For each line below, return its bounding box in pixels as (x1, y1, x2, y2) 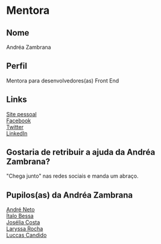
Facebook (6, 117, 31, 124)
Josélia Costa (6, 219, 40, 226)
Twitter (6, 123, 24, 130)
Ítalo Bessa (6, 212, 34, 220)
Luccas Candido (6, 231, 47, 239)
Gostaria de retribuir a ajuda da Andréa (6, 147, 156, 157)
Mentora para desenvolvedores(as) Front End (6, 77, 119, 84)
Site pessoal (6, 110, 37, 117)
